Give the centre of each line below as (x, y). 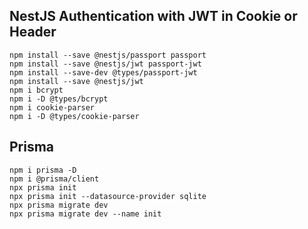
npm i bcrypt (36, 90)
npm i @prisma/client (54, 179)
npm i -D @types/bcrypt (59, 99)
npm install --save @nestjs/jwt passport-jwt (105, 64)
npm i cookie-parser (52, 107)
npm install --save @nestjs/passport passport (108, 55)
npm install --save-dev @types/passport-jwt (103, 72)
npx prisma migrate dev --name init (85, 214)
